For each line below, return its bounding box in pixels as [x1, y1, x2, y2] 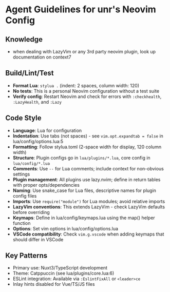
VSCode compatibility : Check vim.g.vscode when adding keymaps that [12, 231, 164, 237]
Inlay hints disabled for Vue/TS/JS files [12, 281, 95, 287]
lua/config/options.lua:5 [12, 138, 64, 144]
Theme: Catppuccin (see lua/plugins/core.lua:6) [12, 270, 115, 277]
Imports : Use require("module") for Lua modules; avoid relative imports [12, 198, 165, 204]
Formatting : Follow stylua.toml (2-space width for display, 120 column [12, 144, 162, 150]
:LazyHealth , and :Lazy [12, 99, 62, 105]
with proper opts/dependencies [12, 182, 80, 188]
